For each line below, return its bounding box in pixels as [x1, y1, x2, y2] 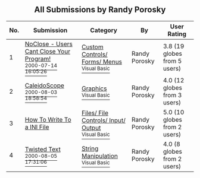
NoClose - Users [24, 40, 73, 48]
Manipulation [81, 151, 118, 160]
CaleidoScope [24, 81, 64, 90]
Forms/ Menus [81, 58, 123, 66]
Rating [167, 30, 186, 38]
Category [90, 26, 118, 34]
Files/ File [81, 109, 109, 117]
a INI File [24, 123, 49, 131]
